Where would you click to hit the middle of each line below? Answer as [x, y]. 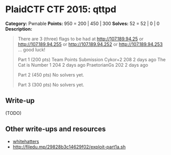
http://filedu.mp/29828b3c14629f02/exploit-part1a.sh [69, 147]
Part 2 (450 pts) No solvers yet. [51, 74]
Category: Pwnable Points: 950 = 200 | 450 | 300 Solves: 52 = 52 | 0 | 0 [82, 23]
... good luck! [32, 49]
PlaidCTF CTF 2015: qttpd [61, 9]
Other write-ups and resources [56, 129]
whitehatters [26, 141]
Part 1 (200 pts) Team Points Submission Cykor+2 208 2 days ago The [92, 59]
